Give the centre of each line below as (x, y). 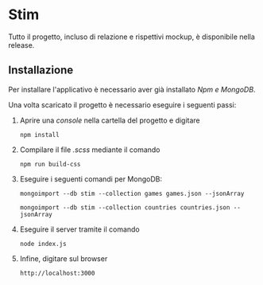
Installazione (41, 70)
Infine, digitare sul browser (64, 258)
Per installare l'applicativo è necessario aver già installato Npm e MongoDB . (132, 89)
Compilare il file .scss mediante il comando (90, 150)
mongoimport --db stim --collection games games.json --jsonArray (132, 193)
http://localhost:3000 (57, 273)
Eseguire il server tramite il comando (80, 229)
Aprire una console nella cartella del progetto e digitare (110, 120)
